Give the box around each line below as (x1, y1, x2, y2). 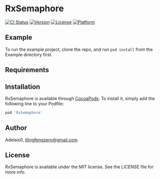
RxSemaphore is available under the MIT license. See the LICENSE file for (5, 164, 154, 170)
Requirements (5, 66, 49, 74)
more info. (5, 169, 26, 175)
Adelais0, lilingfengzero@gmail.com (5, 137, 78, 143)
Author (5, 124, 27, 132)
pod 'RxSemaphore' (5, 110, 43, 115)
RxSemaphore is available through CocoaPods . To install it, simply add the (5, 95, 155, 101)
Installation (5, 82, 40, 91)
